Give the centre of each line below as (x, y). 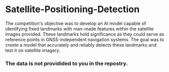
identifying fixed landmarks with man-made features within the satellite (79, 28)
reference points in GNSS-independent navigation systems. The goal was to (85, 40)
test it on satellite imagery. (33, 50)
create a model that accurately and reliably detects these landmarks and (81, 45)
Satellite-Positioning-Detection (72, 9)
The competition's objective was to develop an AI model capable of (76, 23)
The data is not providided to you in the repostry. (66, 63)
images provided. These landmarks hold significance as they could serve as (85, 34)
